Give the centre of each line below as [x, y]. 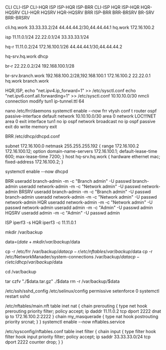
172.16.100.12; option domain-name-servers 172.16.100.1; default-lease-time [81, 151]
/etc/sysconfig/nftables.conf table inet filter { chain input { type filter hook [81, 331]
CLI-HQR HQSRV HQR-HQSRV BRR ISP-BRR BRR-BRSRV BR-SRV [88, 12]
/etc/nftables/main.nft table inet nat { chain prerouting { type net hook [76, 306]
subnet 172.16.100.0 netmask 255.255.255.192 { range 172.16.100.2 [72, 146]
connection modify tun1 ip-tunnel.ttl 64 [45, 101]
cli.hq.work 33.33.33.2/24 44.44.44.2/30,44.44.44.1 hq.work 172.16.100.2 [80, 27]
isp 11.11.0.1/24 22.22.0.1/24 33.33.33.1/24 [47, 37]
